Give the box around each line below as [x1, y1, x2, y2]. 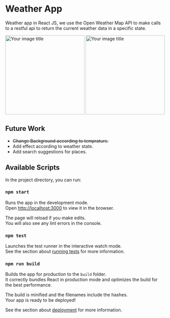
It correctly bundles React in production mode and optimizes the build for [5, 276, 158, 283]
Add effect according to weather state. [12, 143, 94, 149]
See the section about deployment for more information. [5, 307, 122, 313]
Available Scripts [5, 163, 60, 172]
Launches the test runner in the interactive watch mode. [5, 243, 122, 249]
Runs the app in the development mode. [5, 200, 89, 206]
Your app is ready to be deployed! [5, 297, 76, 303]
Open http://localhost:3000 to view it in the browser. [5, 205, 114, 211]
